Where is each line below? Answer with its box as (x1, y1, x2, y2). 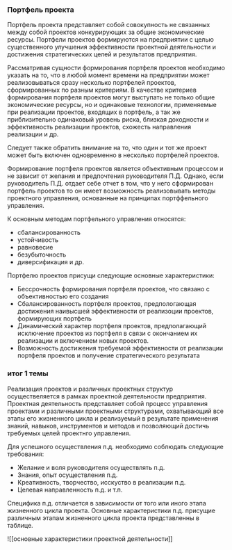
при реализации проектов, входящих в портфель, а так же (7, 108, 181, 116)
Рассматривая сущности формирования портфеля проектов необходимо (7, 64, 226, 72)
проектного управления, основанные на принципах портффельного (7, 194, 208, 202)
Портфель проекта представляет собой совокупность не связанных (7, 21, 210, 29)
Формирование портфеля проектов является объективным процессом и (7, 165, 224, 173)
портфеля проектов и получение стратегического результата (17, 351, 200, 359)
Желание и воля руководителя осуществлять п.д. (17, 463, 165, 471)
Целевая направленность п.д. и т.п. (17, 485, 123, 494)
